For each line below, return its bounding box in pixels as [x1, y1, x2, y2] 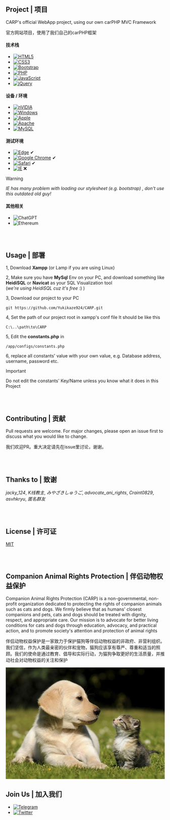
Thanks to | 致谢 [6, 475, 57, 484]
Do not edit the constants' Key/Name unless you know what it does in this [6, 378, 158, 384]
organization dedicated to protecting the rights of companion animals [18, 601, 162, 607]
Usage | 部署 [6, 251, 45, 260]
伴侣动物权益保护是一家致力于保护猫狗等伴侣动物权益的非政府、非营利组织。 [6, 638, 165, 644]
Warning [6, 175, 23, 181]
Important [6, 368, 26, 374]
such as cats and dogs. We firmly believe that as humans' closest [6, 606, 142, 612]
